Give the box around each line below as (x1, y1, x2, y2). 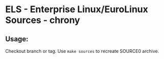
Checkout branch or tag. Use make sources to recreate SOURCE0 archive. (5, 48, 159, 54)
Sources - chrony (5, 14, 80, 26)
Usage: (5, 35, 29, 43)
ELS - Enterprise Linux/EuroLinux (5, 4, 149, 15)
